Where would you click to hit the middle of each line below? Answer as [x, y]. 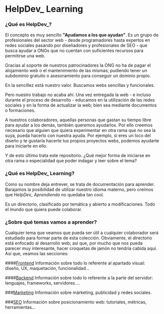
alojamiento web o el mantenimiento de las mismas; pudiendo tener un [76, 71]
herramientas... [20, 307]
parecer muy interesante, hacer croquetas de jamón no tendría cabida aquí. [81, 248]
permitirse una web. [25, 56]
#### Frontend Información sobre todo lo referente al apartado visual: [75, 263]
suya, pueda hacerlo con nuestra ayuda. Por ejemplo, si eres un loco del [78, 135]
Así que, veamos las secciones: [37, 254]
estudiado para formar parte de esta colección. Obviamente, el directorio [79, 238]
